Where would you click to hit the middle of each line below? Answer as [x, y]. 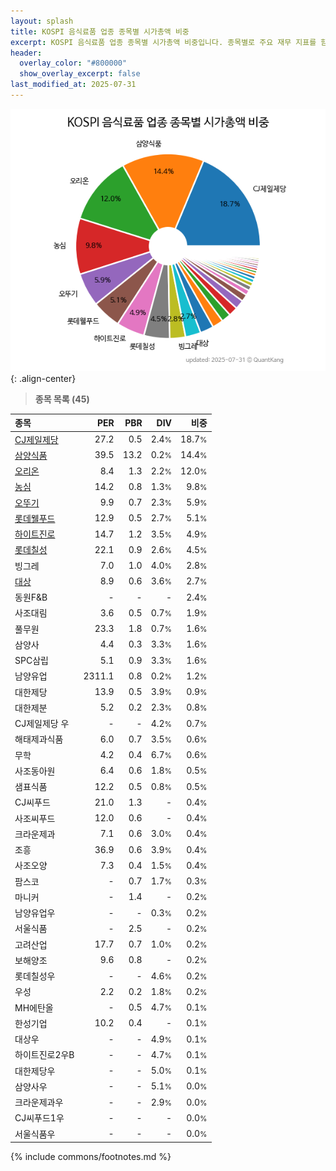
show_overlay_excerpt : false [80, 74]
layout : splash [42, 21]
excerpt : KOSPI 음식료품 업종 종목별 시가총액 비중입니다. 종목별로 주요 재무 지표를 [163, 42]
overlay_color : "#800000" [73, 63]
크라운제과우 [39, 1102]
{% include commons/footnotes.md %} [91, 1157]
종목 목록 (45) [62, 399]
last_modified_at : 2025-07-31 [73, 85]
